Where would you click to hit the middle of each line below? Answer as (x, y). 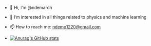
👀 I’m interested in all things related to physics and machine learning (78, 17)
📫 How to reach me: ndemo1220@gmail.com (55, 27)
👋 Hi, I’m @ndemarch (31, 8)
